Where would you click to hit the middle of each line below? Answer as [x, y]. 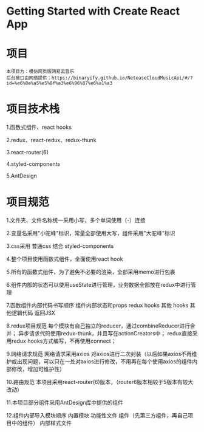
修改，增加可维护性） [38, 369]
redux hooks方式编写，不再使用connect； [64, 341]
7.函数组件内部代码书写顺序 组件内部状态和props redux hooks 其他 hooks [97, 305]
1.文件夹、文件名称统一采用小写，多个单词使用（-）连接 [76, 220]
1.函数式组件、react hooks [39, 127]
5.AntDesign [22, 176]
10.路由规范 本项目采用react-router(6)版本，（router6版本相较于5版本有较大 [100, 382]
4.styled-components [33, 164]
